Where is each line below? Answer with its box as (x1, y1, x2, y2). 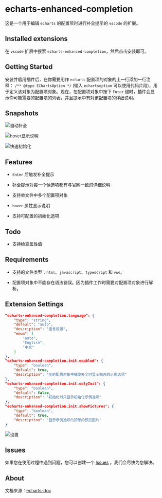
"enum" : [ (14, 331, 34, 336)
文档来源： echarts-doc (5, 488, 52, 494)
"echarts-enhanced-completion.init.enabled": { (5, 358, 104, 364)
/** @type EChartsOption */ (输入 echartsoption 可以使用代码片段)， (14, 82, 154, 88)
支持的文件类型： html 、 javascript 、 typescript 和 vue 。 (12, 269, 125, 275)
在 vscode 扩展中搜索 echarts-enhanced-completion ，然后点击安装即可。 (5, 48, 149, 54)
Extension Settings (5, 300, 64, 308)
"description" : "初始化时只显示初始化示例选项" (14, 395, 102, 400)
